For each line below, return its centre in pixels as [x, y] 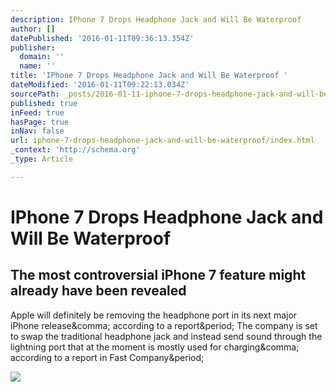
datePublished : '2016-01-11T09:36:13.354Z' [102, 38]
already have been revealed [98, 291]
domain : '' [42, 57]
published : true [44, 103]
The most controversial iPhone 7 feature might [158, 275]
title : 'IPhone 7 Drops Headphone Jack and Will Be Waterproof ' [149, 76]
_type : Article [42, 159]
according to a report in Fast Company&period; [107, 357]
